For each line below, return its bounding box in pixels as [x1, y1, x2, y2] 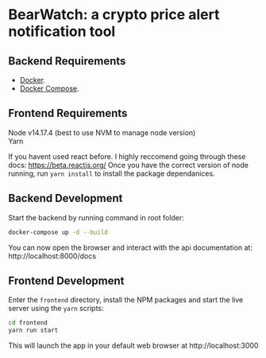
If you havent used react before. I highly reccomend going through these [8, 151, 246, 161]
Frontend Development [8, 274, 125, 287]
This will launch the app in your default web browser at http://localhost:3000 [8, 340, 259, 351]
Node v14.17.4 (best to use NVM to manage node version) [8, 127, 196, 137]
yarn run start [8, 326, 59, 335]
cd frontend [8, 319, 48, 327]
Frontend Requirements [8, 107, 128, 120]
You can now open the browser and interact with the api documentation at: [8, 243, 253, 252]
